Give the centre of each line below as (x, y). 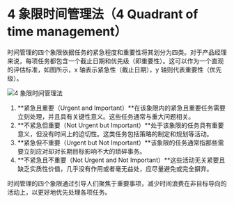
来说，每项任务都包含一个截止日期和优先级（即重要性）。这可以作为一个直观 (116, 60)
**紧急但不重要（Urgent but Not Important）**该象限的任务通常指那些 (117, 143)
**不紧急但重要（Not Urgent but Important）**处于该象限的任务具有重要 (120, 125)
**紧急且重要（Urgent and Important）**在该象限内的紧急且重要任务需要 (122, 108)
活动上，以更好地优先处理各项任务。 (59, 192)
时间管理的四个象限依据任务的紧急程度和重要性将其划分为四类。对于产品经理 (117, 52)
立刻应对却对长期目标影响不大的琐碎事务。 (85, 151)
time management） (67, 32)
